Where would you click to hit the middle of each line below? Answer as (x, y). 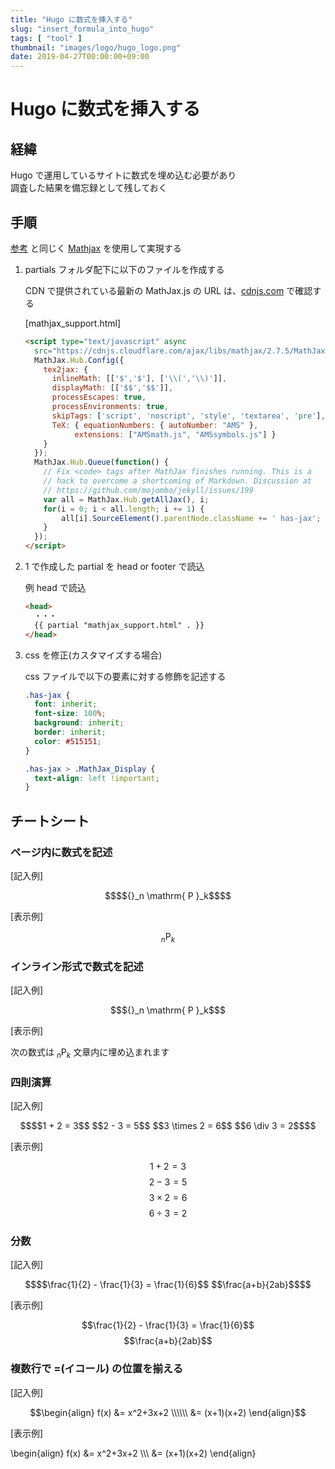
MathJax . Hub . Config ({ (79, 360)
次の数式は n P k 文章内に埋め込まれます (90, 1053)
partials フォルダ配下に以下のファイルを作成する (124, 269)
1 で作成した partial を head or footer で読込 (114, 567)
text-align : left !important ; (97, 778)
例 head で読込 (55, 588)
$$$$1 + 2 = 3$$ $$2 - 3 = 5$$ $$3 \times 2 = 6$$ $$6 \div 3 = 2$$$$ (168, 1126)
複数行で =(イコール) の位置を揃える (97, 1369)
